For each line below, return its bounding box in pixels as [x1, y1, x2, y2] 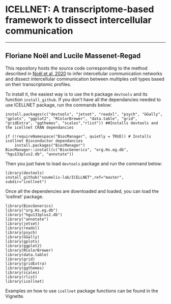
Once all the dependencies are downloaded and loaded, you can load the [5, 188, 159, 194]
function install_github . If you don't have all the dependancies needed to [5, 96, 161, 103]
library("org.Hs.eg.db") [5, 208, 58, 213]
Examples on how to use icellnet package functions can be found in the [5, 288, 159, 294]
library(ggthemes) [5, 265, 44, 271]
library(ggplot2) [5, 243, 42, 248]
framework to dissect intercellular [5, 14, 152, 26]
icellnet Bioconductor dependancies [5, 138, 83, 143]
